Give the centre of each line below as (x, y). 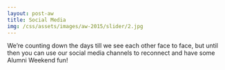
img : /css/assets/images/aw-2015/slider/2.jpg (75, 26)
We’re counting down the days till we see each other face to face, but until (113, 46)
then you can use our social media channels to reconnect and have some (111, 53)
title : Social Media (37, 20)
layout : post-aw (30, 13)
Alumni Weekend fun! (38, 60)
